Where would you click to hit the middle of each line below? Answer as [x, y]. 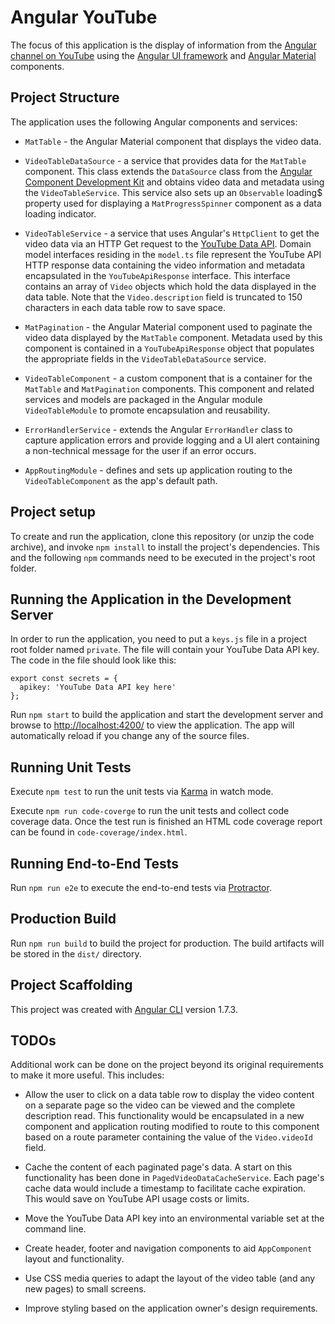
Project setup [53, 512]
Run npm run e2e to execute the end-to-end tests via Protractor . [141, 887]
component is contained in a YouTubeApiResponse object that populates [169, 348]
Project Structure [65, 97]
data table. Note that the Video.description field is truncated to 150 [163, 297]
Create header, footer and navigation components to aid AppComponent [168, 1248]
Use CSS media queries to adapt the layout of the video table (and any [170, 1278]
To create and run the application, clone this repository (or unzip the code [162, 536]
